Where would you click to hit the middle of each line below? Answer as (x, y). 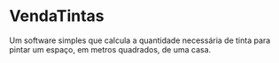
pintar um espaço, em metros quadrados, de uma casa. (110, 49)
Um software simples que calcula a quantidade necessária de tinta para (140, 40)
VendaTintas (57, 16)
